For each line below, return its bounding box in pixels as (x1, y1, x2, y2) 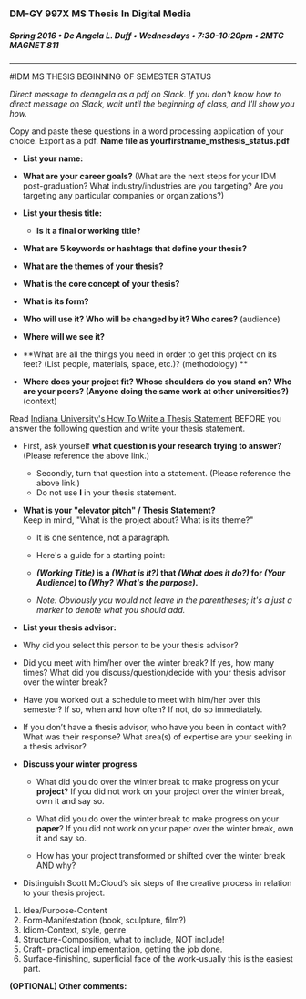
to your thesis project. (22, 887, 106, 898)
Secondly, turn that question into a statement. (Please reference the (36, 467, 291, 478)
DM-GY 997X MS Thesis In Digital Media (9, 7, 191, 20)
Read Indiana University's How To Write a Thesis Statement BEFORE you (9, 413, 282, 423)
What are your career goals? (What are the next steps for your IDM (22, 170, 277, 181)
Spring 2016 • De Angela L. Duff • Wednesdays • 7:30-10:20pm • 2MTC (9, 30, 284, 41)
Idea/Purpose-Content (22, 904, 107, 915)
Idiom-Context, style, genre (22, 923, 127, 935)
